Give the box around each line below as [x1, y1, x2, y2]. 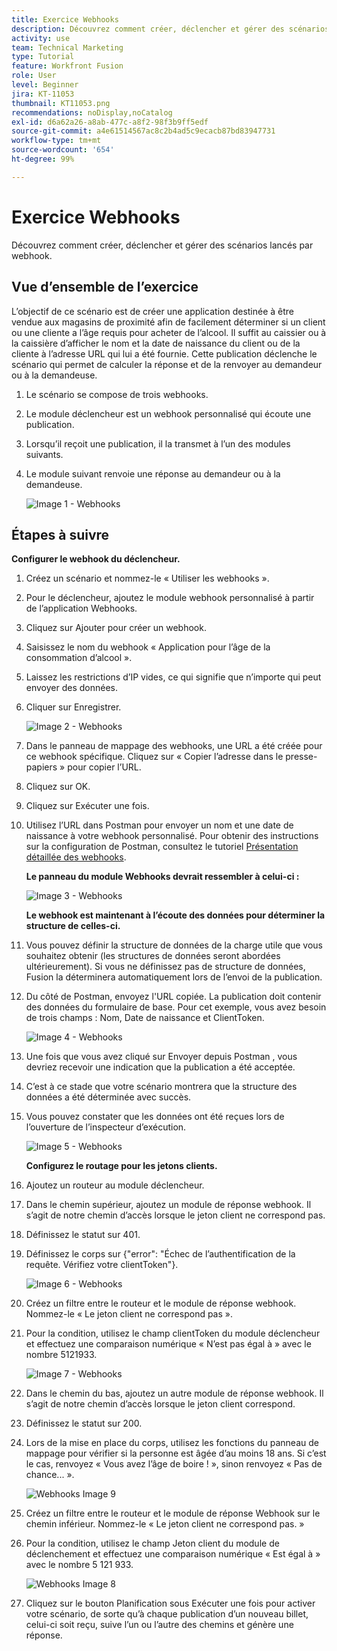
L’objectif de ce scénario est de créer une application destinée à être [11, 305, 295, 317]
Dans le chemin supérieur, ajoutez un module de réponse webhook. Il [25, 1199, 312, 1211]
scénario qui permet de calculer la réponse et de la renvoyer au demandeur [11, 358, 323, 370]
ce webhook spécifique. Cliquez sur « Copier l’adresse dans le [25, 751, 284, 763]
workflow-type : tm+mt [11, 136, 102, 146]
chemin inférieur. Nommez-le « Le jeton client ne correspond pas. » [25, 1518, 305, 1530]
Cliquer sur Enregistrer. [25, 701, 122, 713]
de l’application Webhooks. [25, 602, 138, 615]
